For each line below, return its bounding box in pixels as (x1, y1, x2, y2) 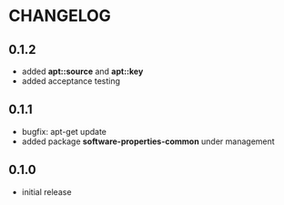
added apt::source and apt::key (21, 66, 144, 77)
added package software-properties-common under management (21, 136, 275, 147)
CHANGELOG (8, 5, 111, 26)
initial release (21, 186, 72, 197)
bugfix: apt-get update (21, 126, 106, 137)
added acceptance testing (21, 76, 120, 87)
